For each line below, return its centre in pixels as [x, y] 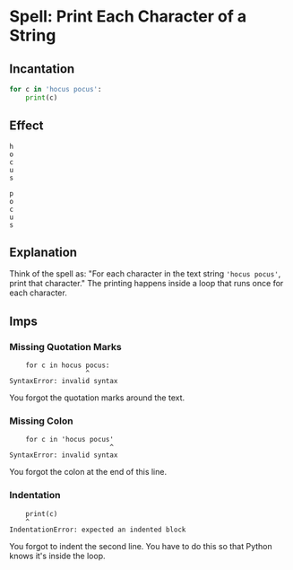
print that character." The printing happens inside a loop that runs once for [146, 284]
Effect [26, 126]
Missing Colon [41, 421]
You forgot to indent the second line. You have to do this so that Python [141, 546]
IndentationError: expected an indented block [98, 530]
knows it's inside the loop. [57, 556]
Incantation [42, 69]
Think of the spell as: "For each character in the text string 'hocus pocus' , [145, 274]
